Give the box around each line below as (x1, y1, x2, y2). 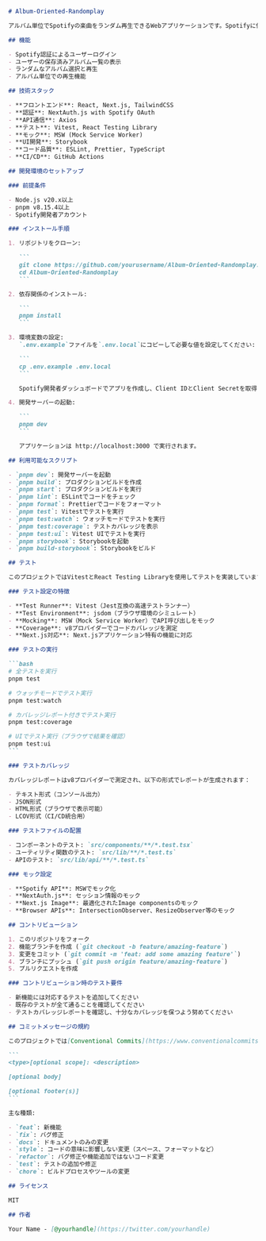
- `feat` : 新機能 (8, 1123, 62, 1131)
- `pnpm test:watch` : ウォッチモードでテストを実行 (8, 515, 165, 523)
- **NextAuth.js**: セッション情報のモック (8, 892, 141, 900)
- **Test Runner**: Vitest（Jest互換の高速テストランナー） (8, 602, 194, 610)
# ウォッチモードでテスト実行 (8, 689, 93, 697)
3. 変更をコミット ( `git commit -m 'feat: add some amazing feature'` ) (8, 950, 241, 958)
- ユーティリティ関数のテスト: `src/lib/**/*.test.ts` (8, 848, 177, 857)
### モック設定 (8, 870, 53, 878)
